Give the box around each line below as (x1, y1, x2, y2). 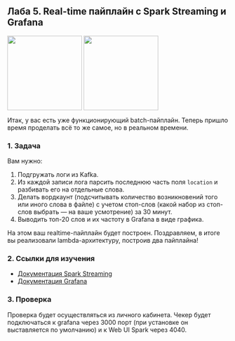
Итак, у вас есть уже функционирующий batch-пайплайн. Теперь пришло (7, 116, 229, 124)
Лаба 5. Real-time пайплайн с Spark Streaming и (7, 6, 227, 18)
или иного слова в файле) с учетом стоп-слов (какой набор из (17, 200, 206, 209)
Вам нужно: (7, 157, 43, 166)
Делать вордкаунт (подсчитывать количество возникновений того (17, 193, 218, 201)
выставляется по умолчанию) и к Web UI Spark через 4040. (7, 326, 187, 334)
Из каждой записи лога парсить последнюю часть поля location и (17, 178, 218, 187)
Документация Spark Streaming (17, 269, 112, 278)
